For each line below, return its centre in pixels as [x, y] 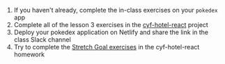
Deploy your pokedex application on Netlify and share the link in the [111, 32]
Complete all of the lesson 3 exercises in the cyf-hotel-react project [111, 25]
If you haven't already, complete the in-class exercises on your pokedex [116, 10]
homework [29, 54]
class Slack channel [42, 40]
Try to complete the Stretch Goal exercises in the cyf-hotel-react [107, 47]
